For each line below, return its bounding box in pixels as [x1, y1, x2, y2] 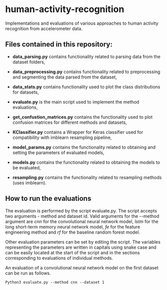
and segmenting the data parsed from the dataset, [12, 74, 117, 80]
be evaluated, [12, 165, 41, 171]
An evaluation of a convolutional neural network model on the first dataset [5, 264, 158, 270]
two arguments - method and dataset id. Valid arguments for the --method [5, 213, 159, 219]
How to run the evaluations [5, 194, 92, 203]
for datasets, [12, 89, 39, 95]
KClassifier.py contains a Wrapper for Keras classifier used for [12, 129, 143, 135]
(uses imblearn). [12, 180, 47, 186]
